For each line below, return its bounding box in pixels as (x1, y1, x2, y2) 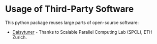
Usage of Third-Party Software (5, 3, 134, 15)
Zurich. (12, 34, 27, 40)
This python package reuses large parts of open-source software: (5, 20, 139, 25)
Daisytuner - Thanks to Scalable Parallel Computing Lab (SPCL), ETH (12, 29, 153, 35)
